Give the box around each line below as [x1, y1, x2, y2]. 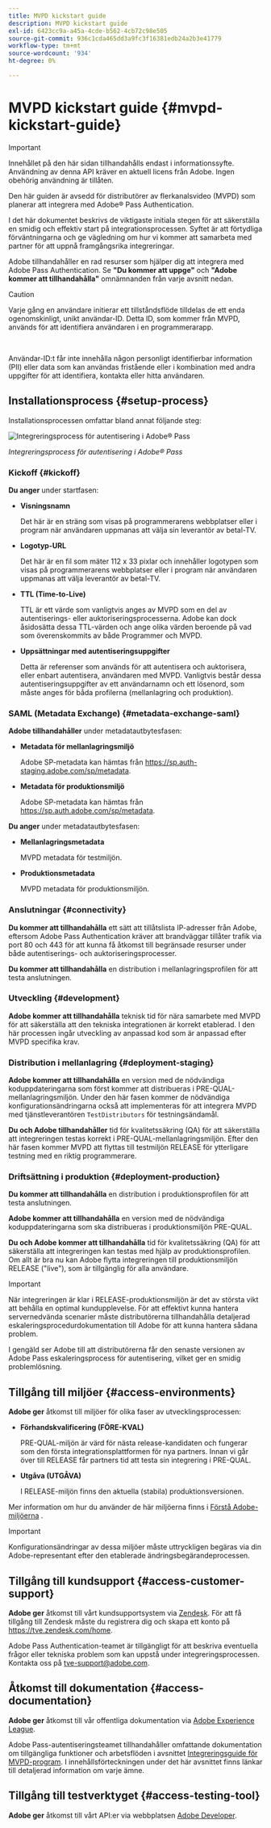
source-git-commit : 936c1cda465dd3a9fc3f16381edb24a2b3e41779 [8, 34, 222, 43]
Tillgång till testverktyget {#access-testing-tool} [8, 1789, 261, 1803]
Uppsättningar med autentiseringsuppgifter [19, 646, 171, 656]
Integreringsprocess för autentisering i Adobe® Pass [8, 447, 183, 456]
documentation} [8, 1694, 93, 1708]
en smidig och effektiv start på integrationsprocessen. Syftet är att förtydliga [8, 224, 263, 233]
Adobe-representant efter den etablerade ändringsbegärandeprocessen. [8, 1551, 250, 1561]
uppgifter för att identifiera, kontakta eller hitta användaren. [8, 371, 205, 380]
